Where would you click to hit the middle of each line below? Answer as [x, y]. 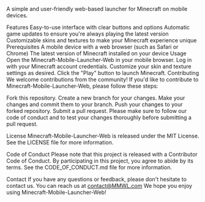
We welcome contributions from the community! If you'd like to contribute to [102, 80]
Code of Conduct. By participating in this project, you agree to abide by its [100, 161]
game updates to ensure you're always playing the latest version [88, 34]
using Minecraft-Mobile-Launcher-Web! [56, 192]
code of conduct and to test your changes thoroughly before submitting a [99, 117]
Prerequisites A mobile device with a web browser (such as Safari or [92, 47]
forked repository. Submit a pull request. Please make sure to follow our [97, 111]
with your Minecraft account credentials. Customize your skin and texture [99, 66]
